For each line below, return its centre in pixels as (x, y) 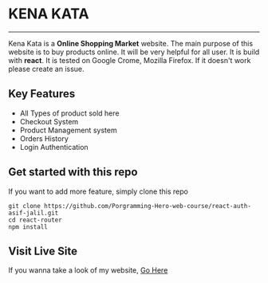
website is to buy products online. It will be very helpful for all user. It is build (134, 52)
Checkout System (49, 121)
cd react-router (35, 220)
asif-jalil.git (33, 213)
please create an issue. (47, 69)
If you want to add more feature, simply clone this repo (99, 191)
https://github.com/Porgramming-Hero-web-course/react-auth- (147, 206)
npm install (28, 227)
